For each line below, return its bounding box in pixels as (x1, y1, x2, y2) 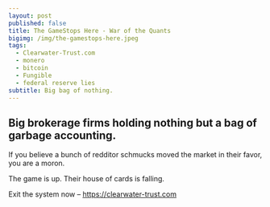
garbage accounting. (8, 128, 117, 142)
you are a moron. (8, 158, 65, 168)
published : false (8, 19, 67, 27)
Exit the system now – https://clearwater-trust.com (8, 189, 177, 199)
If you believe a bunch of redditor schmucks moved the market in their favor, (8, 150, 263, 160)
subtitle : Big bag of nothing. (8, 86, 114, 95)
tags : (8, 42, 27, 50)
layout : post (8, 11, 52, 20)
